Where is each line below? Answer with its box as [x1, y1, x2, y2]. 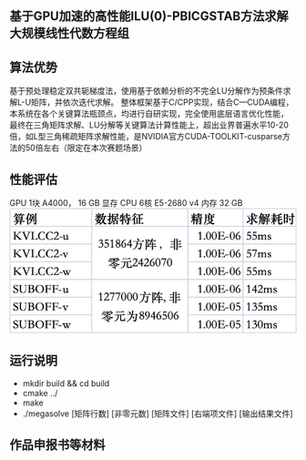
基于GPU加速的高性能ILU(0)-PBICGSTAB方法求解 [9, 8, 289, 25]
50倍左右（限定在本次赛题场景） [25, 142, 148, 153]
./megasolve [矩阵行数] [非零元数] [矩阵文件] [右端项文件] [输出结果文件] [22, 408, 293, 419]
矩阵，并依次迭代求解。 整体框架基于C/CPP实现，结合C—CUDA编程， [30, 97, 294, 107]
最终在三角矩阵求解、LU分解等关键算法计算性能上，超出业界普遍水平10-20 [9, 119, 290, 130]
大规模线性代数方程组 [9, 26, 129, 41]
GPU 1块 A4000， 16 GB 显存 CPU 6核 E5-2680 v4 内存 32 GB [9, 198, 243, 209]
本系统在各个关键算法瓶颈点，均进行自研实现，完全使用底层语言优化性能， [9, 108, 289, 119]
